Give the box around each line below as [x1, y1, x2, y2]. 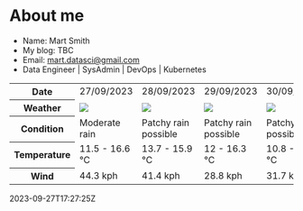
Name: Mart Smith [22, 35, 90, 46]
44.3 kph [79, 169, 119, 181]
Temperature [14, 149, 71, 161]
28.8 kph [204, 169, 243, 181]
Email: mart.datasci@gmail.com [22, 54, 140, 65]
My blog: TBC [22, 44, 74, 55]
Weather [23, 101, 61, 114]
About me [9, 5, 85, 26]
